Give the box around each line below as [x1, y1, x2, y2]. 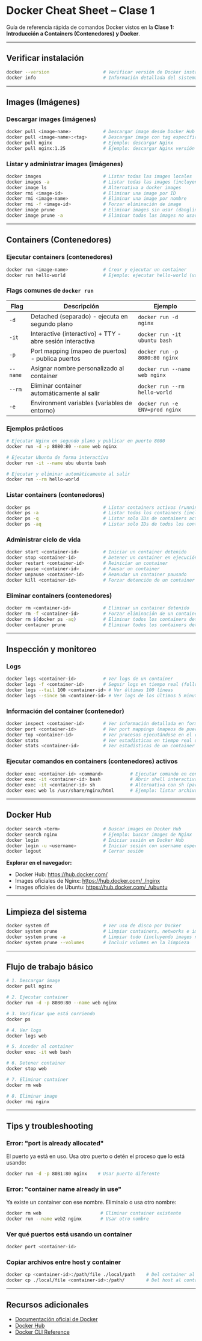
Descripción [63, 302, 99, 310]
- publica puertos [30, 354, 81, 362]
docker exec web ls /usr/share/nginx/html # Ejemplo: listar [6, 788, 176, 794]
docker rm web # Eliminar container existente [6, 1210, 182, 1216]
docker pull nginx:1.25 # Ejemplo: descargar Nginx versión [6, 145, 195, 151]
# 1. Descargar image [6, 978, 61, 984]
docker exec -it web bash [6, 1049, 71, 1056]
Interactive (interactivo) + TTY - [30, 329, 121, 338]
